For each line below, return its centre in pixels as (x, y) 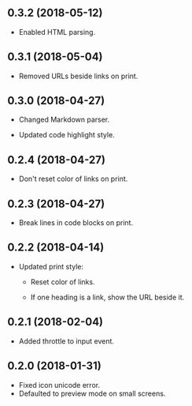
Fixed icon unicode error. (59, 385)
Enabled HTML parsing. (57, 32)
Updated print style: (51, 266)
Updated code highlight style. (66, 135)
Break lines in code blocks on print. (76, 223)
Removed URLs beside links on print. (78, 76)
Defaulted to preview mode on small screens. (92, 393)
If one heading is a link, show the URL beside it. (107, 297)
